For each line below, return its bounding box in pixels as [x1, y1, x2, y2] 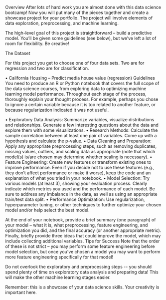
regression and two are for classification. [5, 65, 89, 71]
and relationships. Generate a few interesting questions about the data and [5, 122, 159, 128]
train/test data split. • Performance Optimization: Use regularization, [5, 196, 145, 202]
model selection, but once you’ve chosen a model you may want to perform [5, 249, 161, 254]
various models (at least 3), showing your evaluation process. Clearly [5, 180, 148, 186]
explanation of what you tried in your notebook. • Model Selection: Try [5, 175, 150, 181]
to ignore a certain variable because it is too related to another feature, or [5, 102, 156, 107]
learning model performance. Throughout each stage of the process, [5, 91, 147, 97]
